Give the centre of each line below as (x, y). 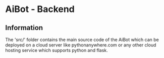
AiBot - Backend (40, 9)
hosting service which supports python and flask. (57, 50)
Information (24, 28)
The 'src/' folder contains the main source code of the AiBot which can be (82, 39)
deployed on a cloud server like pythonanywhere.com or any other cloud (81, 45)
